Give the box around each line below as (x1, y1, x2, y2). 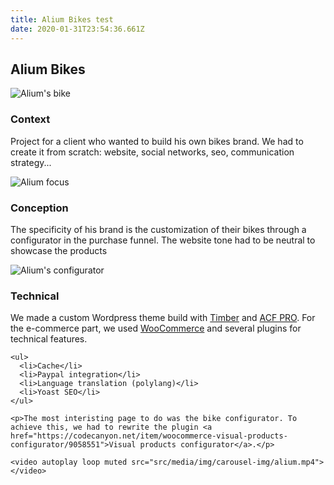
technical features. (10, 333, 88, 345)
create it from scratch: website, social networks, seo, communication (10, 146, 295, 158)
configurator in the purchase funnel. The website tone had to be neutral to (10, 234, 316, 246)
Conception (10, 201, 69, 215)
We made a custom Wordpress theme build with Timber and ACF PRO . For (10, 312, 316, 324)
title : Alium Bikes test (10, 14, 114, 25)
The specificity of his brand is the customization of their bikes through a (10, 223, 307, 235)
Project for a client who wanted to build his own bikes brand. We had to (10, 135, 304, 147)
